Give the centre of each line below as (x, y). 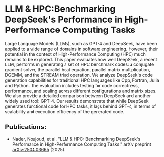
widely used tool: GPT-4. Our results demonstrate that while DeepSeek (77, 101)
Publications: (26, 127)
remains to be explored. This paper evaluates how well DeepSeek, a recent (81, 59)
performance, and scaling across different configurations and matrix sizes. (81, 91)
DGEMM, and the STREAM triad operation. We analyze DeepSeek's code (79, 75)
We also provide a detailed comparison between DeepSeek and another (78, 96)
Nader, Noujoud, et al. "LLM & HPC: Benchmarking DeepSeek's (76, 139)
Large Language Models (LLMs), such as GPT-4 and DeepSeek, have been (81, 43)
